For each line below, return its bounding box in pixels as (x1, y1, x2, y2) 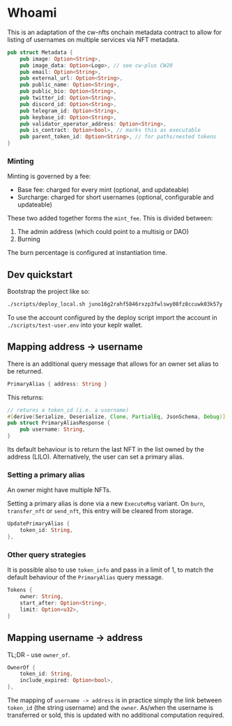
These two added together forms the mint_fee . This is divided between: (7, 214, 213, 223)
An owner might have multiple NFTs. (7, 486, 111, 494)
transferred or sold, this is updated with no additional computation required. (7, 711, 224, 720)
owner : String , (20, 593, 64, 600)
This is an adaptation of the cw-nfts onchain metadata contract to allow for (7, 28, 222, 36)
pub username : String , (20, 426, 86, 434)
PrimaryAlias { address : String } (7, 380, 108, 387)
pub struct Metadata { (7, 49, 73, 56)
